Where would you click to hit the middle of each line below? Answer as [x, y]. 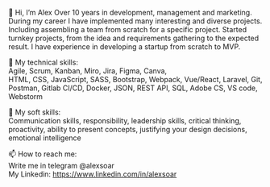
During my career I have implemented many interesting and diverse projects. [135, 21]
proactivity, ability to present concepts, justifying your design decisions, [128, 129]
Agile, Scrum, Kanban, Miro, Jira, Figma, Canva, [88, 71]
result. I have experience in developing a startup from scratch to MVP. [125, 47]
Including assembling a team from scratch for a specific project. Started [128, 29]
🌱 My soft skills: [35, 112]
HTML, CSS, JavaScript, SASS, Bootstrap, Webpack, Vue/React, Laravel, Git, [135, 79]
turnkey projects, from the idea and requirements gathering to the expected [134, 38]
